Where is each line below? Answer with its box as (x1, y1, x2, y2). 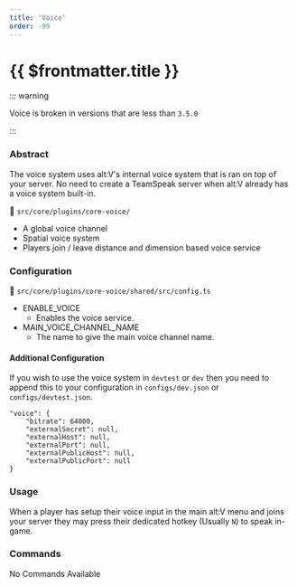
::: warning (9, 90, 50, 101)
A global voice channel (22, 222, 108, 233)
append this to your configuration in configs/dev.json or (9, 382, 219, 393)
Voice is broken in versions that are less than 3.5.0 (9, 108, 199, 118)
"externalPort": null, (25, 440, 111, 450)
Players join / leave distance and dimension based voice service (22, 241, 262, 253)
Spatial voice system (22, 232, 100, 243)
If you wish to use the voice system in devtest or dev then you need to (9, 373, 270, 383)
